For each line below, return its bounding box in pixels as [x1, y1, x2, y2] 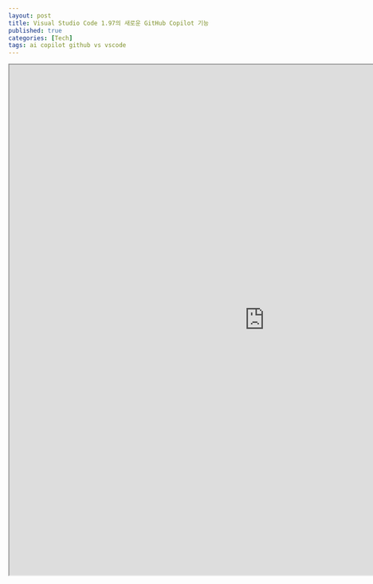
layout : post [8, 11, 52, 20]
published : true [8, 26, 62, 34]
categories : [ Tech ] [8, 34, 73, 42]
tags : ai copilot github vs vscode [8, 41, 127, 49]
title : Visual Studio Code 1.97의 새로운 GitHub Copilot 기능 [8, 19, 210, 27]
